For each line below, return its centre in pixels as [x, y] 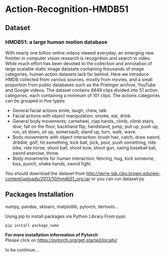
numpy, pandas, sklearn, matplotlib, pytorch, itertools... [62, 206]
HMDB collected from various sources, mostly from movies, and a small [79, 79]
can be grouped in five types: [35, 101]
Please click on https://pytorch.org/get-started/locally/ [61, 240]
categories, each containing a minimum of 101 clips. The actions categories [82, 95]
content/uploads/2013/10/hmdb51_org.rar [48, 178]
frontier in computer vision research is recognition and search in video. [78, 58]
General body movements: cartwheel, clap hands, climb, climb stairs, [83, 121]
